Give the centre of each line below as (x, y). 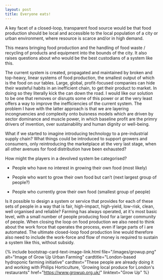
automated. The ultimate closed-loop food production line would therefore (79, 232)
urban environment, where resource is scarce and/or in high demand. (74, 38)
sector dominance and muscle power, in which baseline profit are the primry (81, 119)
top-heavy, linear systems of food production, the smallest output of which (80, 78)
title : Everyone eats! (28, 14)
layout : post (18, 9)
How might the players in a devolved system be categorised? (66, 158)
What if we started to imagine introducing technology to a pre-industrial (77, 133)
